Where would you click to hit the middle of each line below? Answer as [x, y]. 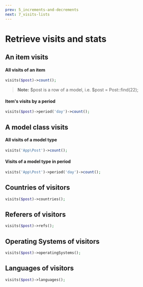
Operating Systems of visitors [52, 241]
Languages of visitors [39, 268]
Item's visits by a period [30, 101]
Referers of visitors [36, 214]
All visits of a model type [31, 140]
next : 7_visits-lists [28, 14]
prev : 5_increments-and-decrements [42, 10]
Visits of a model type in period [38, 161]
